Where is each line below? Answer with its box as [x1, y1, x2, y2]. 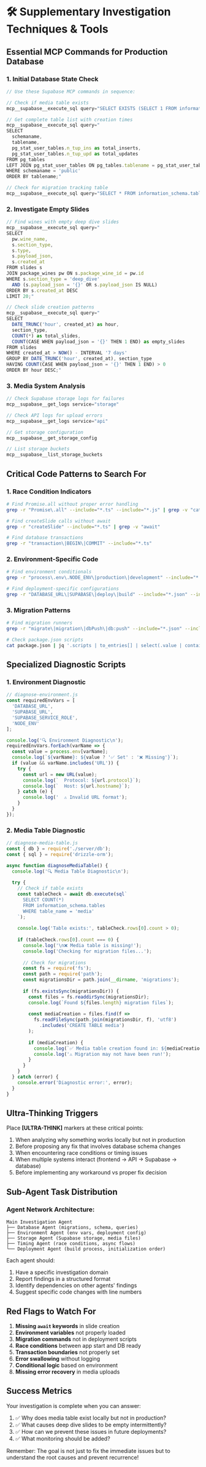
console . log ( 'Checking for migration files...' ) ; [22, 948, 152, 954]
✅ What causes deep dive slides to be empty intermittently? [15, 1421, 167, 1428]
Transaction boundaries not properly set [15, 1348, 120, 1356]
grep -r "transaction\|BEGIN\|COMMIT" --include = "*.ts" [6, 540, 152, 547]
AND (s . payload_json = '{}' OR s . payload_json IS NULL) [12, 281, 158, 288]
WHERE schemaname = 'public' [6, 168, 81, 174]
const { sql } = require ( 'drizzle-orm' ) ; [6, 851, 114, 857]
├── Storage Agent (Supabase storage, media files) [6, 1235, 141, 1241]
